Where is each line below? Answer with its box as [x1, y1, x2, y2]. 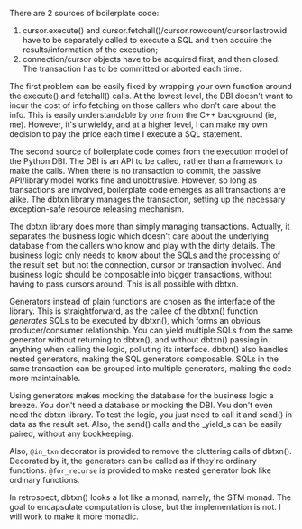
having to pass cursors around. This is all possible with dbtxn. [9, 278, 239, 289]
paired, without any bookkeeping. [9, 428, 133, 439]
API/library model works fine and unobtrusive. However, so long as [9, 175, 258, 186]
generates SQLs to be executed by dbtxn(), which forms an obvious [9, 315, 261, 325]
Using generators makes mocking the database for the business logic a [9, 390, 274, 400]
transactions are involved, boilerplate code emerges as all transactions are [9, 185, 286, 195]
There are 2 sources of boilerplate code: [9, 8, 160, 18]
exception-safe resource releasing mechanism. [9, 204, 185, 214]
